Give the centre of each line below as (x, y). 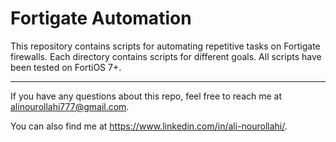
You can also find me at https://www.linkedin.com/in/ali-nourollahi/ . (149, 126)
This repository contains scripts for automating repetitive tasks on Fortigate (165, 46)
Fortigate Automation (101, 18)
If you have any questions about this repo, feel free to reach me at (146, 96)
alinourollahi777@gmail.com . (70, 106)
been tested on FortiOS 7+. (66, 67)
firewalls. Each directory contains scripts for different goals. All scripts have (166, 56)
